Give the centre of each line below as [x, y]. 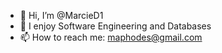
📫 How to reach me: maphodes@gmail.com [111, 37]
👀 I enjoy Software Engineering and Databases [115, 26]
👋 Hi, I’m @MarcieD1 [61, 15]
